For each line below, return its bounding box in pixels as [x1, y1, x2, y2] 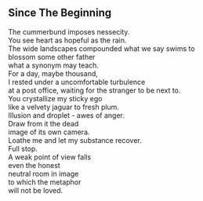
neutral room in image [8, 169, 79, 178]
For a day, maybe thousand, [8, 68, 98, 78]
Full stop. [8, 144, 38, 153]
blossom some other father [8, 52, 96, 61]
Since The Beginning [8, 6, 112, 20]
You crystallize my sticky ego [8, 93, 103, 103]
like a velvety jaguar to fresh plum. [8, 102, 120, 111]
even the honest [8, 160, 60, 170]
